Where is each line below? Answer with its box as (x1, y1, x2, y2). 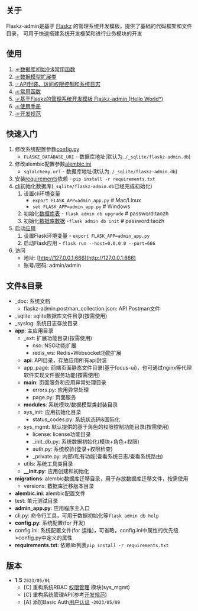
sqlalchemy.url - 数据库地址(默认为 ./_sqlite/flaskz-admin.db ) (23, 168, 178, 175)
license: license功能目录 (32, 431, 91, 438)
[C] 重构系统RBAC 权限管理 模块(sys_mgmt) (23, 584, 130, 591)
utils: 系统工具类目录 (23, 460, 73, 467)
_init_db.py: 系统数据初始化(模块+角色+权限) (32, 438, 140, 445)
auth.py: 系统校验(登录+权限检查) (32, 445, 113, 452)
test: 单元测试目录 (14, 497, 59, 505)
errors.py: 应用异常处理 (32, 386, 89, 393)
